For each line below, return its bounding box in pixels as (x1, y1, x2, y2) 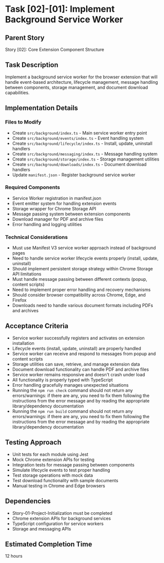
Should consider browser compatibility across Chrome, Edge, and (12, 292, 146, 298)
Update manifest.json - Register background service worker (12, 171, 135, 178)
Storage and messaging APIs (12, 526, 71, 531)
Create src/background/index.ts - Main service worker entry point (12, 130, 147, 136)
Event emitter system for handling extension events (12, 200, 117, 206)
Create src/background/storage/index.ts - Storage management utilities (12, 156, 160, 162)
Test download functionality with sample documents (12, 477, 119, 483)
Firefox (12, 297, 27, 303)
